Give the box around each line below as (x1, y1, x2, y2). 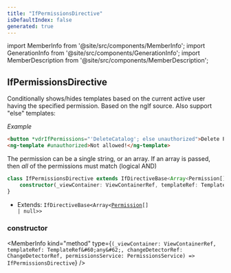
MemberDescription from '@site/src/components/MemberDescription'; (7, 56, 208, 65)
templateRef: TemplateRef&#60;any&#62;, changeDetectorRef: (7, 246, 184, 253)
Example (7, 122, 32, 131)
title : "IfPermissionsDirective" (7, 10, 103, 17)
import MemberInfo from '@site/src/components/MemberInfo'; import (7, 42, 206, 50)
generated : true (7, 23, 54, 30)
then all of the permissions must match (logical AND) (7, 162, 157, 170)
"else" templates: (7, 109, 56, 118)
